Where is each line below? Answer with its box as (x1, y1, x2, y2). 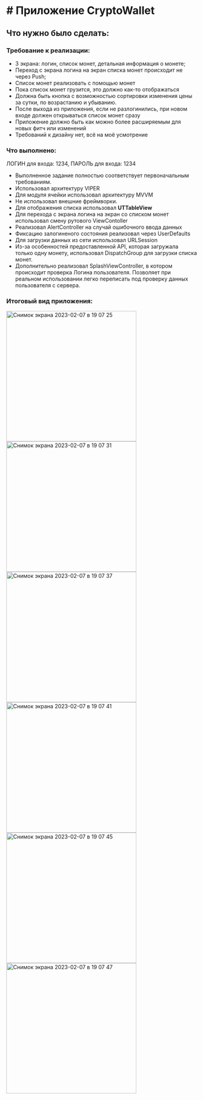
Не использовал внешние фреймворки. (15, 198, 118, 205)
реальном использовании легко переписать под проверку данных (15, 275, 188, 283)
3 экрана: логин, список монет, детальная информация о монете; (15, 60, 186, 67)
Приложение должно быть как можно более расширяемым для (15, 118, 181, 125)
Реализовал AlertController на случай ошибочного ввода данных (15, 223, 182, 231)
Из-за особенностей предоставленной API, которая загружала (15, 243, 179, 250)
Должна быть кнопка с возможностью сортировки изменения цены (15, 92, 193, 99)
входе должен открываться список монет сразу (15, 111, 141, 119)
